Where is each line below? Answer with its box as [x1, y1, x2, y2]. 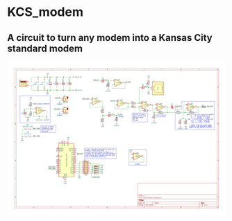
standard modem [7, 42, 83, 54]
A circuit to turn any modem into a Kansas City [7, 32, 213, 44]
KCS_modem [7, 4, 83, 20]
